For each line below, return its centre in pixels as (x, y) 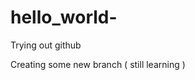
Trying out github (46, 45)
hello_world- (64, 17)
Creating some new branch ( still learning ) (98, 64)
